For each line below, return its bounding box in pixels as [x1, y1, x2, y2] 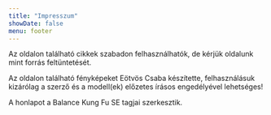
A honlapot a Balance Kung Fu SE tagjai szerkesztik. [8, 98, 183, 108]
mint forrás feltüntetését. [8, 57, 92, 67]
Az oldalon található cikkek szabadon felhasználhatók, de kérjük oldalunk [8, 49, 254, 59]
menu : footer [8, 27, 53, 35]
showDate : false [8, 19, 63, 28]
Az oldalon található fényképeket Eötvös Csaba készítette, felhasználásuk [8, 74, 255, 83]
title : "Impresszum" [8, 11, 79, 20]
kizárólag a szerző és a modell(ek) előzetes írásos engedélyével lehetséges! [8, 82, 264, 92]
